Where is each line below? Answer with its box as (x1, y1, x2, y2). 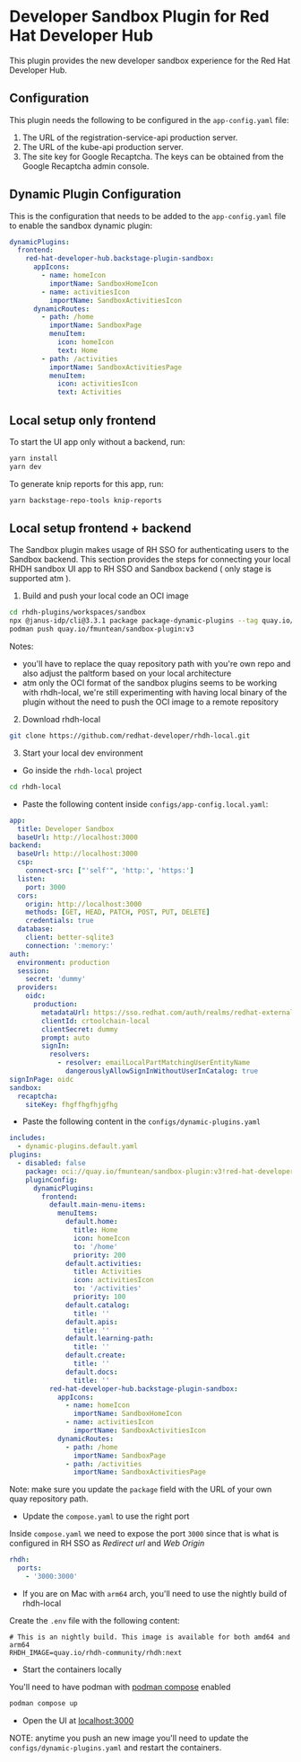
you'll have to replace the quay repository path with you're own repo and (21, 659, 291, 669)
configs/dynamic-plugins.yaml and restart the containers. (9, 1741, 222, 1753)
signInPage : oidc (9, 1075, 74, 1084)
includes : (9, 1134, 47, 1143)
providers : (17, 983, 58, 992)
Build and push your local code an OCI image (21, 590, 190, 601)
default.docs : (65, 1368, 118, 1377)
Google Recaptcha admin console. (21, 160, 150, 172)
